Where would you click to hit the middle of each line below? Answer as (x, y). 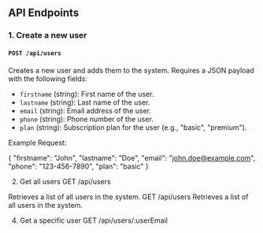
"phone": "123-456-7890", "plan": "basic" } (78, 166)
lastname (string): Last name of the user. (85, 102)
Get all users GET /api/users (65, 181)
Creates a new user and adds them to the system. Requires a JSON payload (131, 70)
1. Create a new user (48, 35)
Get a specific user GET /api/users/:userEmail (93, 220)
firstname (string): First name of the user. (87, 94)
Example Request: (37, 142)
